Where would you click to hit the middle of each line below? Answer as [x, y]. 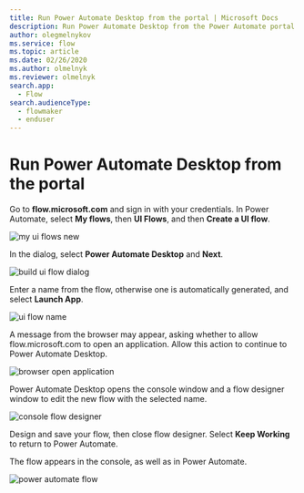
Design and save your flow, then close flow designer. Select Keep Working [150, 435]
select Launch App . [46, 299]
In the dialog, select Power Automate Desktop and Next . [117, 254]
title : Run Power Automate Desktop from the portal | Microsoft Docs [144, 18]
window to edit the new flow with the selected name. [108, 399]
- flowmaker [41, 111]
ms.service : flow [42, 43]
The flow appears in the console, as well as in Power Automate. [128, 462]
